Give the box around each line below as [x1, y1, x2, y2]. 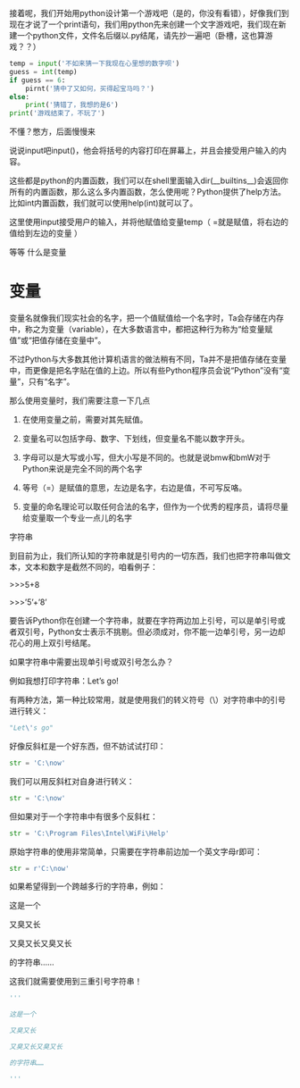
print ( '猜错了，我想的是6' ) [25, 101, 119, 110]
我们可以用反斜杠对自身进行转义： [9, 775, 135, 786]
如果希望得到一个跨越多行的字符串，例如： [9, 881, 166, 891]
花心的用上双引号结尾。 [9, 638, 96, 649]
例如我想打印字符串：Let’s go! [9, 675, 119, 686]
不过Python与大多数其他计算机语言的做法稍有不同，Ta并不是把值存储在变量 [9, 354, 287, 364]
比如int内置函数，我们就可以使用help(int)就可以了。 [9, 197, 198, 208]
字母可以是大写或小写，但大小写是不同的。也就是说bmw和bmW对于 [21, 452, 271, 463]
